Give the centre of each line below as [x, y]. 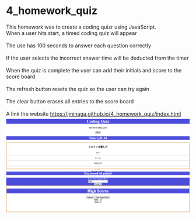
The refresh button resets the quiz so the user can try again [78, 89]
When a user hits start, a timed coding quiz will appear [71, 33]
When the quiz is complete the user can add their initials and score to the [94, 70]
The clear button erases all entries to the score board [70, 101]
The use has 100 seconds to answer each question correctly [79, 46]
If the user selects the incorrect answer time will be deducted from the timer [97, 58]
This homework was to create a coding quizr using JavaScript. [81, 27]
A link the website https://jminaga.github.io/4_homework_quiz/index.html [94, 114]
